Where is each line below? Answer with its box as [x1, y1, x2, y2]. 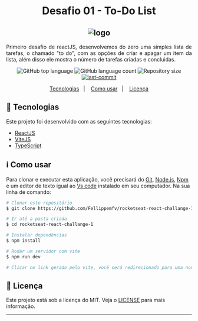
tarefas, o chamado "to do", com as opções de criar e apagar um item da [6, 50, 192, 57]
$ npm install [6, 238, 41, 244]
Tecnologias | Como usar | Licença [49, 85, 148, 92]
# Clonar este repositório [6, 200, 72, 206]
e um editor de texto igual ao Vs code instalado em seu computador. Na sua [6, 182, 190, 189]
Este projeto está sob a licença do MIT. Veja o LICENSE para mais [6, 297, 166, 304]
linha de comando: [6, 188, 51, 196]
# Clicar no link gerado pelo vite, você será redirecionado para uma [6, 264, 183, 270]
